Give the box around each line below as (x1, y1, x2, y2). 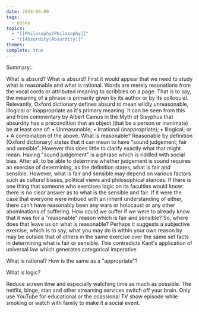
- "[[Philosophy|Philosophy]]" (11, 31, 89, 37)
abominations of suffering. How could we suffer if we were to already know (6, 207, 190, 215)
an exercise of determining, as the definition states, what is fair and (6, 163, 171, 171)
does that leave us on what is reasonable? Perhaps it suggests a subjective (6, 220, 190, 228)
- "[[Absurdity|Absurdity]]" (11, 36, 84, 42)
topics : (6, 25, 26, 31)
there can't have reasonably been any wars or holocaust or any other (6, 201, 175, 209)
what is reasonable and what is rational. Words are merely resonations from (6, 81, 191, 89)
